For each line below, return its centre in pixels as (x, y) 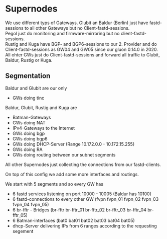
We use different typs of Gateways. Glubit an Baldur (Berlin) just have (77, 23)
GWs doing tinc (28, 98)
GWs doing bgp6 (30, 138)
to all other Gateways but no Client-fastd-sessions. (77, 28)
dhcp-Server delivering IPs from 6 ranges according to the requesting (85, 226)
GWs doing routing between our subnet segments (64, 154)
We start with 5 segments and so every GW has (54, 184)
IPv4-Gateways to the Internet (44, 128)
